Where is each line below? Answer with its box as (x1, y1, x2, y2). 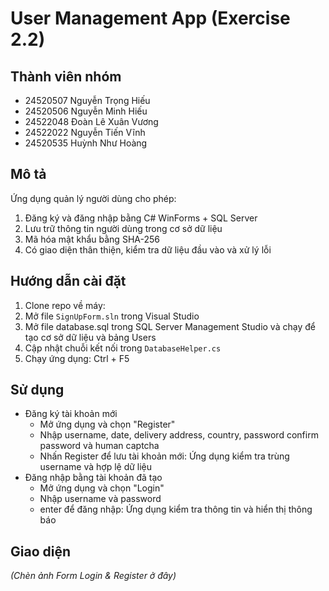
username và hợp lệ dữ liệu (39, 461, 153, 473)
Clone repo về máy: (24, 299, 106, 311)
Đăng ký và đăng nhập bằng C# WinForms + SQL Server (24, 212, 258, 224)
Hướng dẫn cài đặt (10, 273, 127, 290)
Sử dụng (10, 382, 65, 399)
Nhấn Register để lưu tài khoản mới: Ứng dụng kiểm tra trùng (39, 450, 290, 462)
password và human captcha (39, 440, 160, 452)
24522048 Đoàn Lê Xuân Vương (24, 116, 159, 127)
